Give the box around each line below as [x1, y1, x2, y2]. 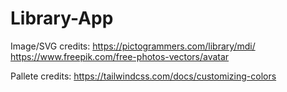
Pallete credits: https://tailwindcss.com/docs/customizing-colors [10, 70, 277, 82]
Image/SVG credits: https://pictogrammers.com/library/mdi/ [10, 40, 256, 52]
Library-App [10, 7, 114, 30]
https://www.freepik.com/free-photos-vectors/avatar [10, 50, 230, 62]
